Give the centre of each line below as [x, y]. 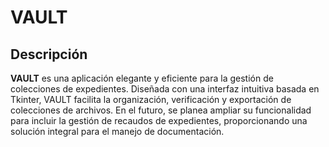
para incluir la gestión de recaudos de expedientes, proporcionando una [159, 120]
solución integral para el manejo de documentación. [117, 131]
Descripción [49, 54]
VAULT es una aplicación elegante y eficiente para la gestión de [142, 78]
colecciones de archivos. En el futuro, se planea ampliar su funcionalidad [161, 110]
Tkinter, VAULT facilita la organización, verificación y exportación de [151, 99]
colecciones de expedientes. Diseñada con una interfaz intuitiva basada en [165, 89]
